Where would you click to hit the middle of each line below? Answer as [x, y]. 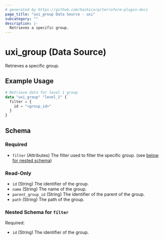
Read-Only [18, 173]
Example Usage [29, 81]
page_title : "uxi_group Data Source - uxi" [50, 14]
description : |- [22, 23]
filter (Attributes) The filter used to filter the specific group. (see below [85, 155]
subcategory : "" [22, 19]
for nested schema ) [32, 160]
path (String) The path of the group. [48, 200]
